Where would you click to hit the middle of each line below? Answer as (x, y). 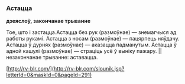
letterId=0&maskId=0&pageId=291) (49, 75)
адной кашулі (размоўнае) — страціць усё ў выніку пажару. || (84, 51)
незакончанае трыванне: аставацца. (52, 58)
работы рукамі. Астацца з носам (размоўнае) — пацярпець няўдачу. (93, 39)
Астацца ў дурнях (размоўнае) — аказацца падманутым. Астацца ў (92, 45)
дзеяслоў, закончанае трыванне (48, 21)
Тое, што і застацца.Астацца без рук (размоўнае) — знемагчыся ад (91, 32)
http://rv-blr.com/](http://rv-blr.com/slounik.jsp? (66, 69)
